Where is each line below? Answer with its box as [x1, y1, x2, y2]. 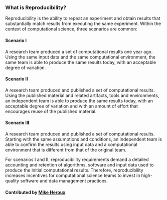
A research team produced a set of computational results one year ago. [5, 48, 153, 54]
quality [5, 177, 20, 183]
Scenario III [5, 119, 29, 126]
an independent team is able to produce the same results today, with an [5, 97, 153, 103]
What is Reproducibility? [5, 4, 67, 11]
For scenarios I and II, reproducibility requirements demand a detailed [5, 156, 149, 162]
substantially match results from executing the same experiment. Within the [5, 20, 161, 26]
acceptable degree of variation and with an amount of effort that [5, 103, 138, 109]
